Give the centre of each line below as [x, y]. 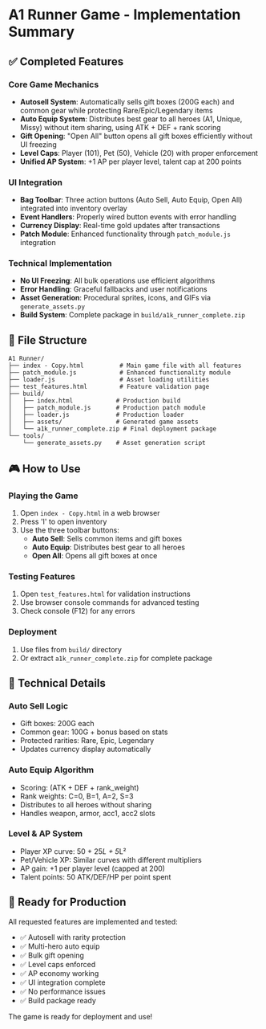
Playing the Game [43, 496]
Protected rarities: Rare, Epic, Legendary [87, 741]
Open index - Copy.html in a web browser [90, 512]
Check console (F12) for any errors [77, 611]
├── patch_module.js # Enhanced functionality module [119, 373]
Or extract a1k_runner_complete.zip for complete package [116, 658]
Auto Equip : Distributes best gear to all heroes [109, 547]
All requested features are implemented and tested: [93, 921]
